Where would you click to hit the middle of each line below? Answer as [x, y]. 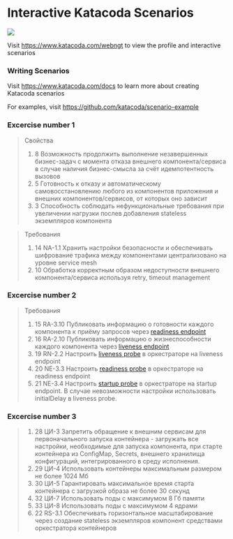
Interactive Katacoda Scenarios [100, 13]
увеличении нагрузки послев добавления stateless [111, 213]
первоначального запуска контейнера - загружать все [116, 439]
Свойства [39, 140]
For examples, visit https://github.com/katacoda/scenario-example [103, 107]
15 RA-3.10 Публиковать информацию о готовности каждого [124, 324]
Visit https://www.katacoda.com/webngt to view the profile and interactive [114, 45]
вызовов [47, 176]
